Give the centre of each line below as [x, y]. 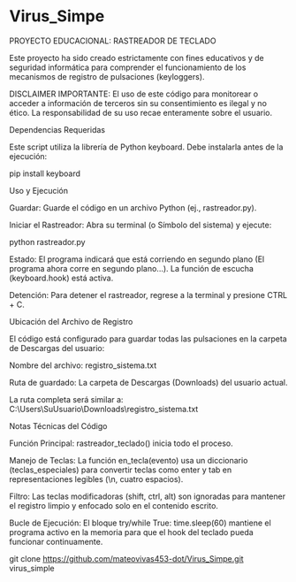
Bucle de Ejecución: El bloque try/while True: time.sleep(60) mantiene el [140, 523]
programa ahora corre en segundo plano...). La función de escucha [132, 268]
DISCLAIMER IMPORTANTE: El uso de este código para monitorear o [134, 94]
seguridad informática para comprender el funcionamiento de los [128, 67]
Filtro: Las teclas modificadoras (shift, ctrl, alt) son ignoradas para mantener [147, 496]
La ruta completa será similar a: [66, 399]
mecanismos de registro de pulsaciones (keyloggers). [107, 76]
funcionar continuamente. [56, 541]
